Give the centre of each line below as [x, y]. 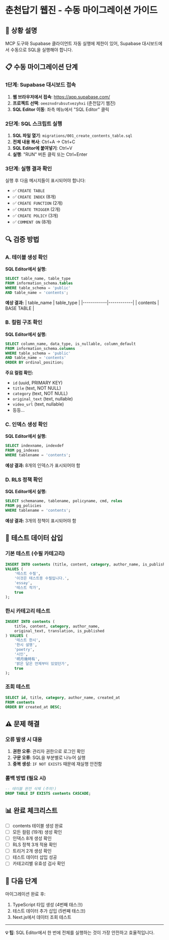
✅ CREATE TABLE [29, 191]
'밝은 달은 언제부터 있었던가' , [42, 664]
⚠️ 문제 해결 [22, 724]
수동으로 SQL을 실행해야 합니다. [41, 50]
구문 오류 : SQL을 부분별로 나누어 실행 [49, 758]
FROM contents [20, 702]
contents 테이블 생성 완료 [38, 825]
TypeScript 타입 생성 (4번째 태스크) [48, 905]
